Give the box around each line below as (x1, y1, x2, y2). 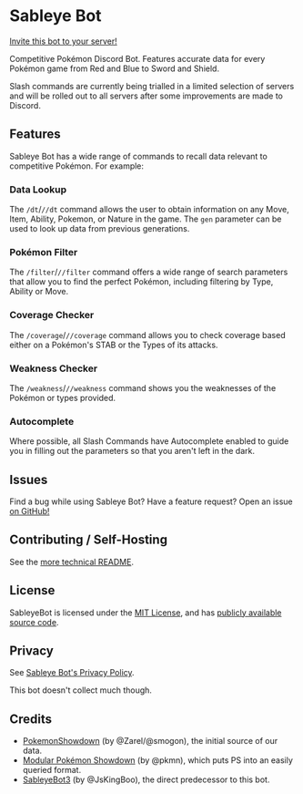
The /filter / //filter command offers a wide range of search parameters (9, 266, 288, 278)
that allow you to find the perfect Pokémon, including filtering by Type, (9, 276, 274, 287)
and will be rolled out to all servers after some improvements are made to (9, 90, 284, 101)
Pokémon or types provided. (9, 392, 116, 403)
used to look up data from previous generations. (9, 223, 190, 234)
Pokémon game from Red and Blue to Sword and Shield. (9, 63, 220, 74)
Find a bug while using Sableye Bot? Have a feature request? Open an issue (9, 496, 293, 507)
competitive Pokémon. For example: (9, 160, 144, 171)
